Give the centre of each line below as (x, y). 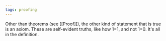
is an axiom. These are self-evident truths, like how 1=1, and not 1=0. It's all (83, 29)
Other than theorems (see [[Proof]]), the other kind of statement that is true (83, 24)
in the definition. (22, 34)
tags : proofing (21, 10)
